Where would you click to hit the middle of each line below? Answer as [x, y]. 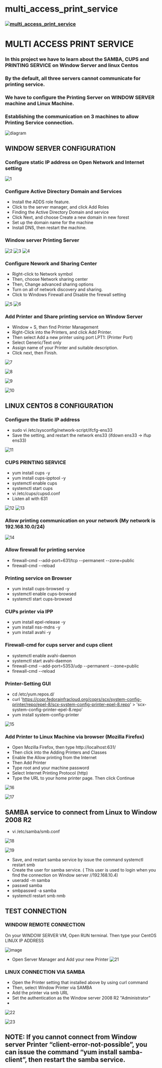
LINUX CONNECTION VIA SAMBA [45, 972]
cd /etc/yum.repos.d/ [33, 694]
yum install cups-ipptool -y [39, 478]
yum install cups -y [31, 473]
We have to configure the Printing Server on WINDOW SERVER [80, 97]
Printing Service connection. [39, 122]
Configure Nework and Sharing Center [51, 263]
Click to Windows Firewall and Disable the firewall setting [69, 294]
